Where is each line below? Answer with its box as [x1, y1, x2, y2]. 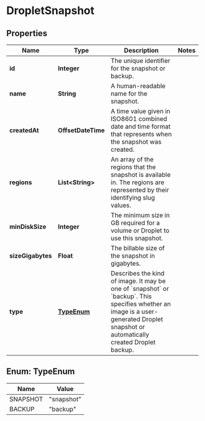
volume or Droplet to [110, 226, 170, 234]
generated [110, 315, 140, 323]
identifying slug [110, 193, 156, 202]
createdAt [9, 126, 40, 135]
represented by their [110, 186, 170, 194]
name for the [110, 89, 148, 98]
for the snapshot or [110, 64, 166, 72]
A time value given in [110, 107, 171, 115]
